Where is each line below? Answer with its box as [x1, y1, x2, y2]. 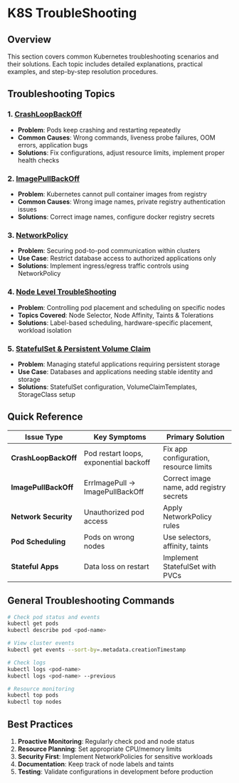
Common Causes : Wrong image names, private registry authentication [17, 197, 225, 206]
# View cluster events [7, 640, 75, 647]
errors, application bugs [17, 140, 88, 149]
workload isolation [17, 326, 72, 334]
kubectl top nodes [7, 698, 62, 706]
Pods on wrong [84, 532, 135, 542]
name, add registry [162, 482, 226, 492]
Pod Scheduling [11, 536, 66, 546]
